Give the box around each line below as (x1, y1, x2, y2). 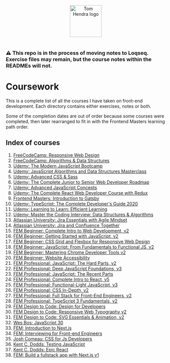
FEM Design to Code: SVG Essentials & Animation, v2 (13, 314, 125, 320)
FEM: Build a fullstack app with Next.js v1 (13, 352, 99, 358)
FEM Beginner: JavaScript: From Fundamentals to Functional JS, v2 (13, 244, 154, 250)
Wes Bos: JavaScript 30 (13, 319, 63, 325)
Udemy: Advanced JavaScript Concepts (13, 184, 97, 191)
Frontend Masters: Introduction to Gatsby (13, 195, 99, 201)
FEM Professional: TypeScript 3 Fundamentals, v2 (13, 298, 118, 304)
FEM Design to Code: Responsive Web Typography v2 (13, 309, 127, 315)
